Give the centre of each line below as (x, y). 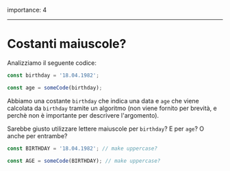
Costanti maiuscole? (67, 44)
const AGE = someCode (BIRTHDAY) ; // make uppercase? (84, 161)
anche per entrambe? (37, 135)
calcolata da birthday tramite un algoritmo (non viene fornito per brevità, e (112, 108)
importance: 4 (27, 10)
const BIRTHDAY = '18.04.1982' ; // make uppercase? (82, 148)
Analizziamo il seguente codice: (52, 63)
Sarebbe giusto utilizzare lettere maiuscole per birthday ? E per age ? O (106, 129)
